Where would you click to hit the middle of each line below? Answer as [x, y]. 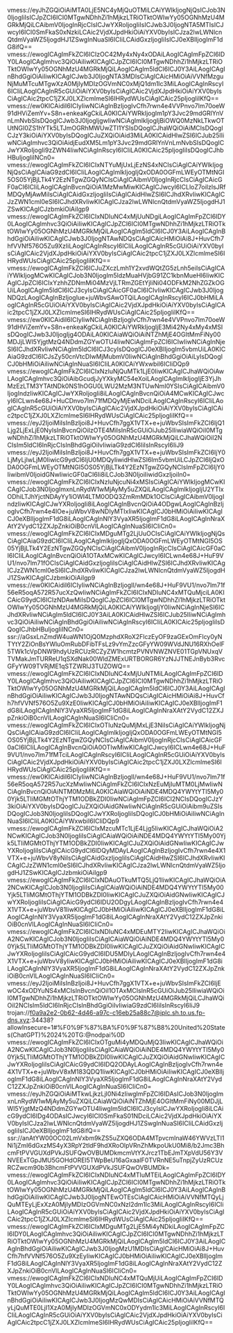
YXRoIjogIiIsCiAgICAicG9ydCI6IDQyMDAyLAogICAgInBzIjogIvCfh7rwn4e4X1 [116, 850]
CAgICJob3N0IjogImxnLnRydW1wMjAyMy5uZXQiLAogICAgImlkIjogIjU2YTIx [115, 489]
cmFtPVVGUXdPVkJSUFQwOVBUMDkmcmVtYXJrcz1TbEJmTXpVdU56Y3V [115, 1153]
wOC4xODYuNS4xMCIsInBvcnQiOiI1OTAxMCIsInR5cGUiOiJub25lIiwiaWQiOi [116, 991]
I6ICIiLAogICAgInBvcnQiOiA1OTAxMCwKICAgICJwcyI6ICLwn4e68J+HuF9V [115, 555]
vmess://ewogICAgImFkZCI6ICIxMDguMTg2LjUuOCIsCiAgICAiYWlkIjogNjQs [116, 533]
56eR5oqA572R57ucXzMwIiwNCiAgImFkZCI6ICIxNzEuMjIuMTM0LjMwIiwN [115, 784]
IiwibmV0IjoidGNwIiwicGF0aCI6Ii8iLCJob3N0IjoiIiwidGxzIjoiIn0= [99, 474]
